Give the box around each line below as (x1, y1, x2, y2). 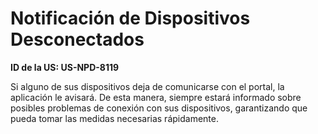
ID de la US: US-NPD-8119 (10, 61, 120, 73)
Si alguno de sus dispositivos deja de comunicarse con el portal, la (10, 80, 285, 92)
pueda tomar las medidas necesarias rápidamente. (10, 112, 219, 124)
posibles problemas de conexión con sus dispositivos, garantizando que (10, 102, 308, 114)
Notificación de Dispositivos (10, 7, 251, 30)
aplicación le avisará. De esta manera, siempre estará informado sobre (10, 91, 302, 103)
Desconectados (10, 28, 145, 51)
